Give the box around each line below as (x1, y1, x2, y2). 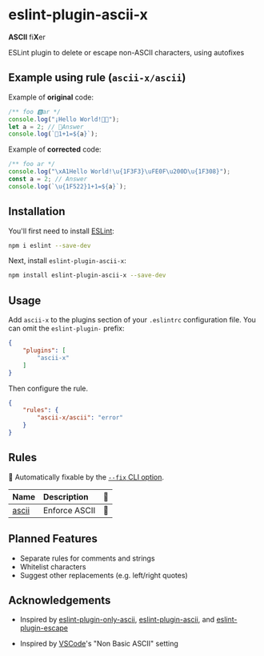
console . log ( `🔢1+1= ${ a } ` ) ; (8, 130, 98, 138)
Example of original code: (8, 92, 94, 102)
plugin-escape (19, 623, 69, 633)
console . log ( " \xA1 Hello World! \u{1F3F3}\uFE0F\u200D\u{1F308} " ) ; (8, 168, 230, 176)
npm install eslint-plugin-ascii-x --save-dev (8, 271, 166, 280)
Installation (8, 204, 66, 218)
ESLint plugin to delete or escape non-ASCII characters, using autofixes (8, 47, 245, 57)
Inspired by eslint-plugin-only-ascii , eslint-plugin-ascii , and (19, 615, 215, 625)
